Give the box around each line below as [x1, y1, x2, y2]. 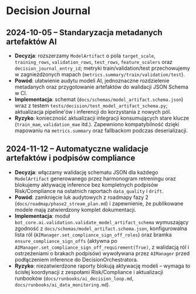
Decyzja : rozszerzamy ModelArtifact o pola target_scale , [14, 52, 156, 59]
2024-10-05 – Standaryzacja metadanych [6, 28, 163, 38]
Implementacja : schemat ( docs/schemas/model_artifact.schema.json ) [14, 96, 184, 103]
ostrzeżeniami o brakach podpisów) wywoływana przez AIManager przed [14, 249, 190, 256]
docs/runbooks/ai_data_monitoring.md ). [14, 281, 110, 288]
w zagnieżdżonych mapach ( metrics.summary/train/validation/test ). [14, 71, 185, 77]
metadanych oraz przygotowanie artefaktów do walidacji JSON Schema [14, 83, 189, 90]
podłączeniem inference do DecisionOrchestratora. [14, 256, 138, 263]
